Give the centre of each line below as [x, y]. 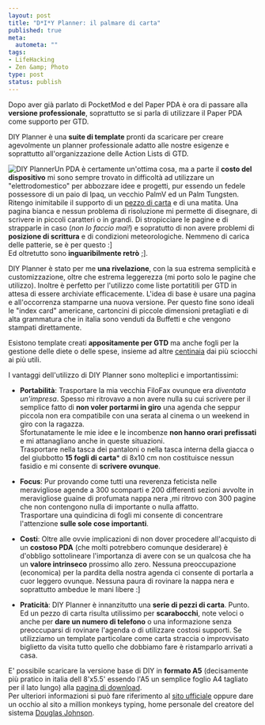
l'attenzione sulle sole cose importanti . [84, 523]
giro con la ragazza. [52, 424]
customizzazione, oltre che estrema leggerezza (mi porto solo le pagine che [132, 277]
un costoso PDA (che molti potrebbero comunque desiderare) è [123, 547]
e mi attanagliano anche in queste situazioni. [92, 441]
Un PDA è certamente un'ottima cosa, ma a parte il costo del [153, 169]
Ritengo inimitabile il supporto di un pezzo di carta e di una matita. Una [123, 202]
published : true [35, 30]
